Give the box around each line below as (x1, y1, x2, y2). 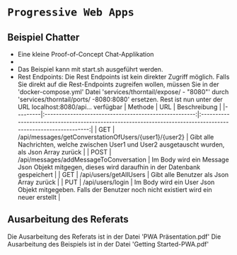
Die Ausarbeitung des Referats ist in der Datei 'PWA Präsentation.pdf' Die (7, 232, 221, 241)
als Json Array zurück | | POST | (17, 148, 112, 156)
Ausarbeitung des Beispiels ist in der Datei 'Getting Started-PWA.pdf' (7, 239, 209, 248)
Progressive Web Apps (7, 6, 134, 19)
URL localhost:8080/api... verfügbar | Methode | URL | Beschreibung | (17, 103, 221, 111)
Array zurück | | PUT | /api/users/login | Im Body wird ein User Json (17, 178, 215, 186)
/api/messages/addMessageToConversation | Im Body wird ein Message (17, 155, 229, 164)
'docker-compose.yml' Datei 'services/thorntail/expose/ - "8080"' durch (17, 88, 229, 96)
